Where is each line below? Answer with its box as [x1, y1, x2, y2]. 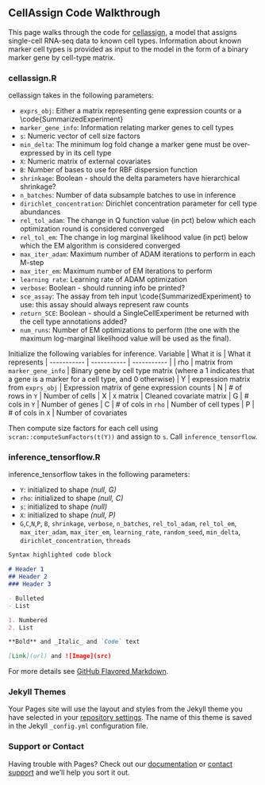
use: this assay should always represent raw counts [19, 300, 189, 310]
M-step [19, 258, 44, 267]
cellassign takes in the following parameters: [8, 90, 154, 100]
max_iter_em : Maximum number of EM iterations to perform [19, 266, 213, 276]
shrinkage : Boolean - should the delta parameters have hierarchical [19, 174, 240, 183]
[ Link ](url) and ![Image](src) [8, 652, 112, 660]
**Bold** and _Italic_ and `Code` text [8, 638, 140, 646]
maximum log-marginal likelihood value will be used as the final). [19, 333, 232, 344]
